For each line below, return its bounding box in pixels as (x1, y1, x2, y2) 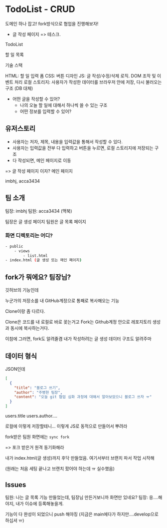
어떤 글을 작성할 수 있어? (12, 96, 60, 102)
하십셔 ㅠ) (5, 517, 24, 523)
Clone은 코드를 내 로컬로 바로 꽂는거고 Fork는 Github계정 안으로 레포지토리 (5, 319, 152, 325)
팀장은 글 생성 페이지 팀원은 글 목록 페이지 (5, 218, 86, 224)
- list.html (23, 253, 48, 258)
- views (14, 248, 30, 253)
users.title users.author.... (5, 413, 58, 419)
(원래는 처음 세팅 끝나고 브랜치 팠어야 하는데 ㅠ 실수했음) (5, 466, 115, 472)
